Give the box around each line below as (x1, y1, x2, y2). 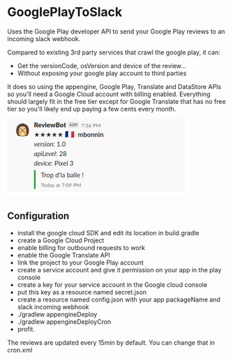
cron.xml (7, 345, 33, 354)
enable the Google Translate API (17, 251, 110, 259)
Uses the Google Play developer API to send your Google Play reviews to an (7, 27, 225, 36)
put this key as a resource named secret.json (17, 288, 147, 296)
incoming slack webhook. (7, 34, 81, 42)
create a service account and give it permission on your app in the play (17, 265, 222, 274)
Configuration (7, 210, 70, 222)
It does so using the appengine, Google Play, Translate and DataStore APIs (7, 82, 222, 91)
